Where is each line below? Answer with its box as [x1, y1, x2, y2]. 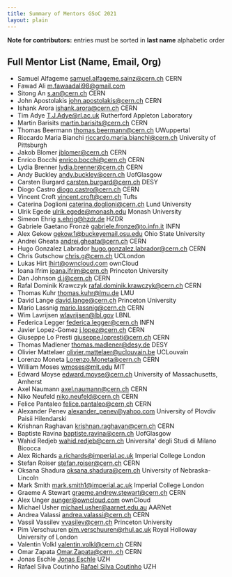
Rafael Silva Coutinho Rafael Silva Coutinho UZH [17, 562, 157, 571]
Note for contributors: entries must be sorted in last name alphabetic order [7, 35, 225, 44]
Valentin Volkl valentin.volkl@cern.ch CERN [17, 540, 142, 548]
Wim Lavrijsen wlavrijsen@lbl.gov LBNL [17, 311, 131, 319]
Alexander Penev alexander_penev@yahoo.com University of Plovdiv [17, 407, 216, 416]
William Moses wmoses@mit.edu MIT [17, 363, 125, 371]
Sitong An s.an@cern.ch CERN [17, 89, 106, 97]
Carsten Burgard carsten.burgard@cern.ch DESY [17, 178, 159, 187]
